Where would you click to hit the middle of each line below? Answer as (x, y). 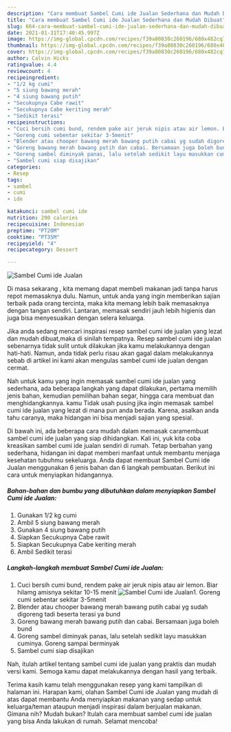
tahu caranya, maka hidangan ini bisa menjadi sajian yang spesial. (100, 418)
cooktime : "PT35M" (33, 237)
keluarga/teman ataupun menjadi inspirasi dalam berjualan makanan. (104, 707)
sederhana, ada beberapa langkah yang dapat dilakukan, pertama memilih (112, 389)
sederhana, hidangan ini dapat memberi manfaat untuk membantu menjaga (114, 453)
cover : (16, 52)
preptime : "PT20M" (33, 230)
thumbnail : (23, 45)
